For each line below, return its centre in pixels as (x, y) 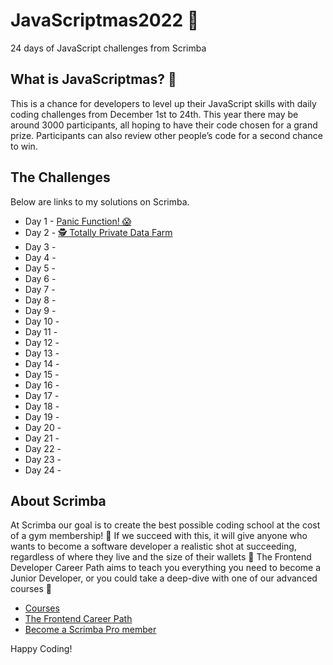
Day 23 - (43, 459)
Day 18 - (42, 406)
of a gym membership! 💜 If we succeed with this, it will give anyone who (159, 536)
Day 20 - (43, 427)
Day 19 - (42, 416)
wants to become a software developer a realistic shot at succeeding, (153, 546)
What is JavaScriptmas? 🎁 (93, 79)
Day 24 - (43, 470)
